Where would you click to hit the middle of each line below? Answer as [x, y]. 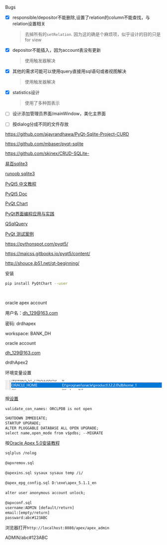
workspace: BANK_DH [28, 333]
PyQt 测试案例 [20, 234]
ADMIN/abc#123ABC [27, 538]
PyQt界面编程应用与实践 [30, 214]
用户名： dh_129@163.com [32, 313]
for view [33, 40]
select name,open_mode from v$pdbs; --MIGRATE [54, 433]
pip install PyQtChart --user [37, 284]
